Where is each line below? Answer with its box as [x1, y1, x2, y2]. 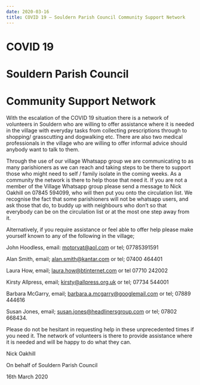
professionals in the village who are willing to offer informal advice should [6, 139, 187, 147]
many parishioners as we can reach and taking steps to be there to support [6, 163, 191, 170]
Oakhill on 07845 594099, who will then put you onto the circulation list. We [6, 189, 193, 196]
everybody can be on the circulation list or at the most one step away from [6, 208, 190, 215]
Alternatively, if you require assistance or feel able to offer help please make [6, 226, 193, 233]
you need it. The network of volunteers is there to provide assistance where [6, 332, 193, 339]
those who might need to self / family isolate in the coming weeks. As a [6, 170, 181, 177]
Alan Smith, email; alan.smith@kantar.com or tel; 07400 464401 [6, 255, 163, 262]
